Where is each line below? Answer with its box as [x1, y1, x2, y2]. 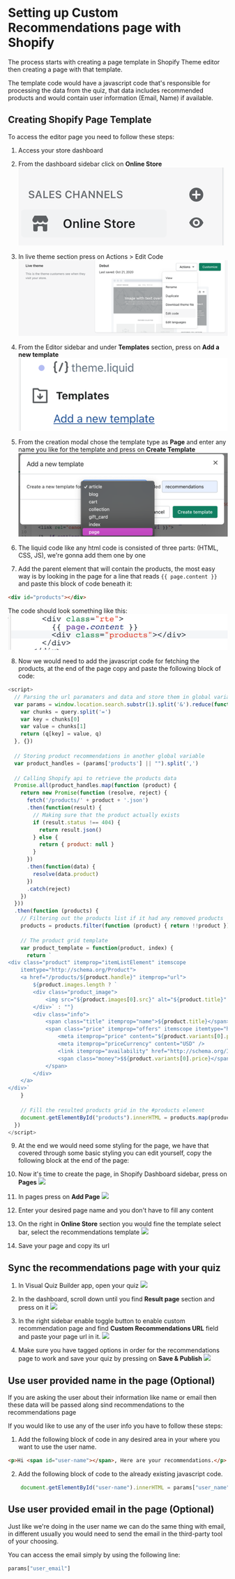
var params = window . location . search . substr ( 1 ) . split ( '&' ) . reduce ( [14, 701, 215, 708]
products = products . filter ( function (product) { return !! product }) [20, 922, 230, 930]
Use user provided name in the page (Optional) [8, 1375, 215, 1387]
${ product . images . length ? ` [33, 982, 118, 989]
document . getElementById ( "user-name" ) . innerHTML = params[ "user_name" [20, 1484, 230, 1491]
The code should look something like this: [8, 607, 128, 615]
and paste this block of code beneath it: [17, 579, 133, 588]
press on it [17, 1303, 49, 1312]
